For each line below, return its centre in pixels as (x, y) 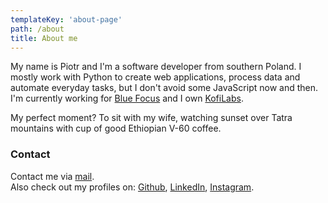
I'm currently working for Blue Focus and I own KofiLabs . (127, 98)
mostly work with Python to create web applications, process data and (155, 77)
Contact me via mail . (52, 176)
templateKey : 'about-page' (66, 19)
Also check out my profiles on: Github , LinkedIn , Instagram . (132, 187)
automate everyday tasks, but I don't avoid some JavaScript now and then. (164, 88)
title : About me (44, 38)
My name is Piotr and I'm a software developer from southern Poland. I (156, 67)
